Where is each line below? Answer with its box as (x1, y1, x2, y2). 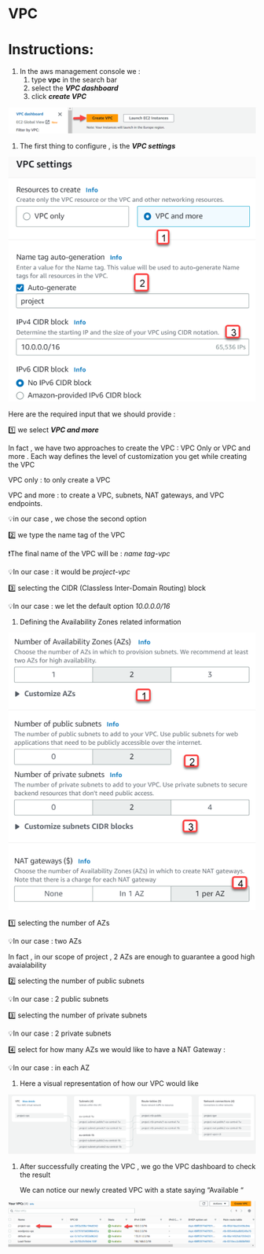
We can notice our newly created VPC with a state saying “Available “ (19, 1185, 244, 1194)
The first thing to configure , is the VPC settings (19, 141, 176, 151)
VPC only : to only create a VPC (8, 475, 111, 485)
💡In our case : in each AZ (8, 1063, 90, 1072)
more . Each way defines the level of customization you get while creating (8, 452, 247, 461)
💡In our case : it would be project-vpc (8, 567, 131, 577)
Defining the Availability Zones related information (19, 618, 182, 627)
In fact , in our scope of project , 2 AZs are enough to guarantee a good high (8, 952, 255, 962)
